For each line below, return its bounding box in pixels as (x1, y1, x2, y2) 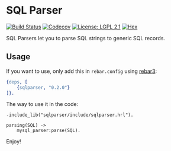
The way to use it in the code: (6, 101, 79, 108)
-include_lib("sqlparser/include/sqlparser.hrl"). (6, 112, 134, 118)
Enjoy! (6, 138, 22, 145)
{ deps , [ (6, 79, 28, 85)
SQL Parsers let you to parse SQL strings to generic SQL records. (6, 34, 166, 41)
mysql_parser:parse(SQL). (17, 128, 81, 134)
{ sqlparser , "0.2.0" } (17, 84, 70, 91)
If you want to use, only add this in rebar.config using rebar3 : (6, 68, 157, 75)
